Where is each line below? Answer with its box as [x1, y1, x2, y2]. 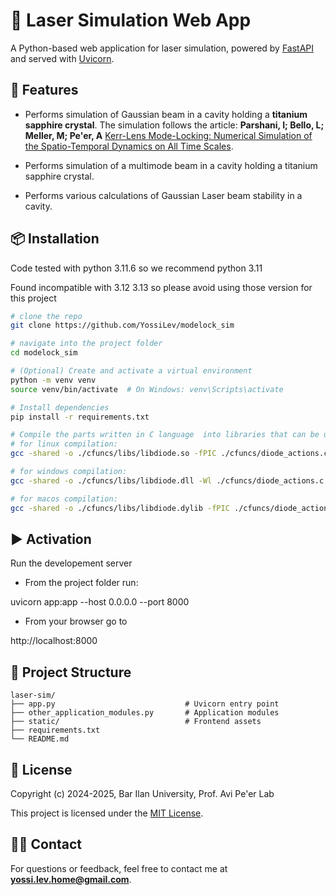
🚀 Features [10, 82, 79, 99]
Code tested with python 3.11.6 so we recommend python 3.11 [10, 262, 263, 274]
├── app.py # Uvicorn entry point [10, 699, 280, 709]
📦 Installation [10, 230, 100, 248]
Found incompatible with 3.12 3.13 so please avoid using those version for [10, 281, 313, 293]
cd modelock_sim [10, 348, 78, 358]
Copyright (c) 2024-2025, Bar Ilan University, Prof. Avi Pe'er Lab [10, 788, 275, 799]
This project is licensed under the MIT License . [10, 807, 204, 819]
